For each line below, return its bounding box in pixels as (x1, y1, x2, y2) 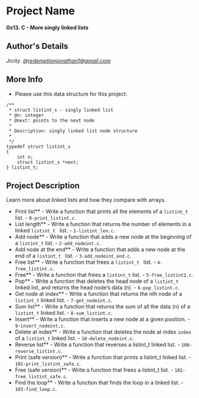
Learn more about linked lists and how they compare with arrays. (6, 196, 166, 203)
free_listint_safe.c (14, 374, 66, 380)
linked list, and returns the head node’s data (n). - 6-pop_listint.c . (14, 284, 180, 291)
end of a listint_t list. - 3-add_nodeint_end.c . (14, 252, 131, 260)
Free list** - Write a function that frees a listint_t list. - (14, 258, 157, 266)
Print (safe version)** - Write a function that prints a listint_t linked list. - (14, 354, 191, 361)
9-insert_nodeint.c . (14, 322, 65, 329)
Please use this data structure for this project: (14, 90, 127, 97)
